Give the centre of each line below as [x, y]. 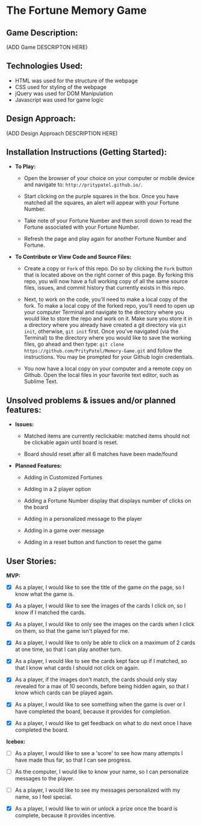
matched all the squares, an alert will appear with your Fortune [101, 203]
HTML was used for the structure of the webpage [76, 80]
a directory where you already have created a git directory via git [105, 325]
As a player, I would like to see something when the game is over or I [100, 705]
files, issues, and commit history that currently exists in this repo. [104, 288]
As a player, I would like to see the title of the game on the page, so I [100, 587]
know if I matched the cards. [50, 612]
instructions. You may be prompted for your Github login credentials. [109, 357]
